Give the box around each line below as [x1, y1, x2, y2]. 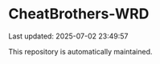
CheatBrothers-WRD [8, 5, 150, 23]
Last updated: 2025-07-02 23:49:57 [8, 31, 129, 41]
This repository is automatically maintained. [8, 46, 153, 56]
